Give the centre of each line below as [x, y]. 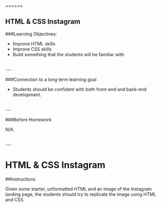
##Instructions [21, 179]
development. [27, 95]
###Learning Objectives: [31, 34]
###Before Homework [28, 119]
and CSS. [15, 199]
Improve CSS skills [32, 49]
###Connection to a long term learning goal [51, 79]
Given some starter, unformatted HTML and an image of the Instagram [78, 189]
